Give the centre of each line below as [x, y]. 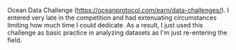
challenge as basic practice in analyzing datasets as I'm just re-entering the [117, 32]
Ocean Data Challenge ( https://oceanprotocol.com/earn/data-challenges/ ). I [118, 10]
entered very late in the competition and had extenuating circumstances [112, 18]
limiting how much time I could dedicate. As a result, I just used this [105, 25]
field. [15, 40]
